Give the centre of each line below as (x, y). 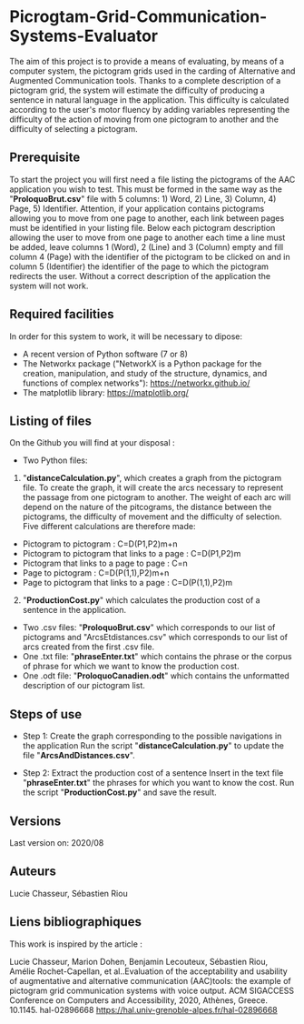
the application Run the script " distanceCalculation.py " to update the (153, 746)
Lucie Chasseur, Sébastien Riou (69, 893)
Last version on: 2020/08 (57, 843)
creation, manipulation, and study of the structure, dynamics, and (145, 373)
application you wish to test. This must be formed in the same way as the (146, 189)
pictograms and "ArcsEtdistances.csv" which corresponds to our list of (155, 637)
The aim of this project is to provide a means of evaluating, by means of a (147, 61)
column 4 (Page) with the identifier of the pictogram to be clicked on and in (150, 256)
